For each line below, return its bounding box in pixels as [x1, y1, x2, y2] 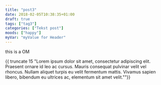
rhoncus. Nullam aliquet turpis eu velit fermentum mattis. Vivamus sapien [5, 69, 156, 75]
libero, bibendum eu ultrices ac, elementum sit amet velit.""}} [5, 74, 131, 80]
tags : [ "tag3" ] [5, 21, 37, 26]
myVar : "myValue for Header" [5, 35, 66, 40]
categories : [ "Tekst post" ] [5, 26, 64, 31]
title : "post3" [5, 7, 37, 12]
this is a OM [5, 48, 30, 55]
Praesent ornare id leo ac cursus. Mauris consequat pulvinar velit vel [5, 63, 146, 70]
